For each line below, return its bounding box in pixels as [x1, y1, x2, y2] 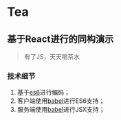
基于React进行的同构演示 [7, 33, 114, 45]
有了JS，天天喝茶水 [23, 53, 80, 60]
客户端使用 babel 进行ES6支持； [16, 97, 105, 105]
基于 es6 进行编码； [16, 88, 71, 97]
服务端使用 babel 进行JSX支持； [16, 106, 105, 114]
